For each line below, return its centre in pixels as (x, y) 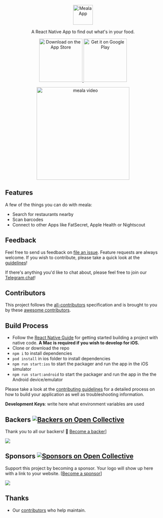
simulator (22, 369)
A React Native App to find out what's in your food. (83, 32)
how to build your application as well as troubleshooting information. (75, 394)
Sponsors (20, 456)
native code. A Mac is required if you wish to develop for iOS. (76, 343)
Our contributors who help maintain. (49, 510)
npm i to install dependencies (42, 353)
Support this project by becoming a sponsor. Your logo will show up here (79, 468)
